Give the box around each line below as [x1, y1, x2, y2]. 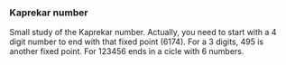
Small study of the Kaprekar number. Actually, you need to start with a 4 [9, 27, 277, 38]
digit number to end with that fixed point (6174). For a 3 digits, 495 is [9, 36, 264, 47]
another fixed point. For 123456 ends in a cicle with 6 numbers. [9, 46, 244, 57]
